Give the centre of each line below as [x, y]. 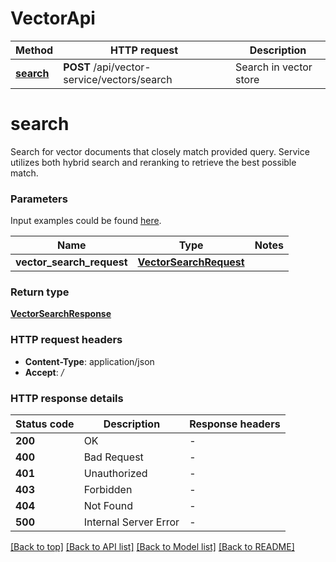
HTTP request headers [66, 340]
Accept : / [44, 372]
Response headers [235, 424]
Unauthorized [115, 474]
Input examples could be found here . [86, 221]
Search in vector [274, 67]
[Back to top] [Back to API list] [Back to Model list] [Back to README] [152, 547]
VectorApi [53, 18]
